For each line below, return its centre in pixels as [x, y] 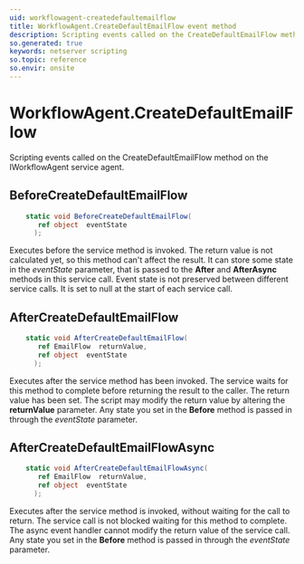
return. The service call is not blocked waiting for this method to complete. [148, 521]
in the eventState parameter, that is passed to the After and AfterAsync [143, 270]
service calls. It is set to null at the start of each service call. [121, 289]
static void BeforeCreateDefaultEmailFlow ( [109, 216]
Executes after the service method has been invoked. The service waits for [149, 380]
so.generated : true [46, 43]
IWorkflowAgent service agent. [67, 167]
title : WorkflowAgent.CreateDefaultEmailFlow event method [123, 26]
